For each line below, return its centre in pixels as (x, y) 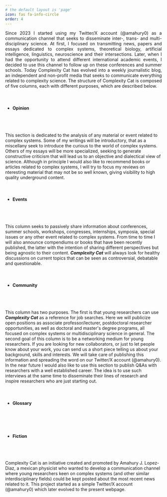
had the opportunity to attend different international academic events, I (83, 60)
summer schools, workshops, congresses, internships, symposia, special (80, 232)
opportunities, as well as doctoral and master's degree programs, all (75, 328)
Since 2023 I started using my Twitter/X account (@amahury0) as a (83, 33)
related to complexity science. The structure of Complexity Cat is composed (83, 81)
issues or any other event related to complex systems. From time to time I (80, 237)
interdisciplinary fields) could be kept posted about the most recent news (80, 479)
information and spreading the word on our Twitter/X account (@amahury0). (83, 360)
